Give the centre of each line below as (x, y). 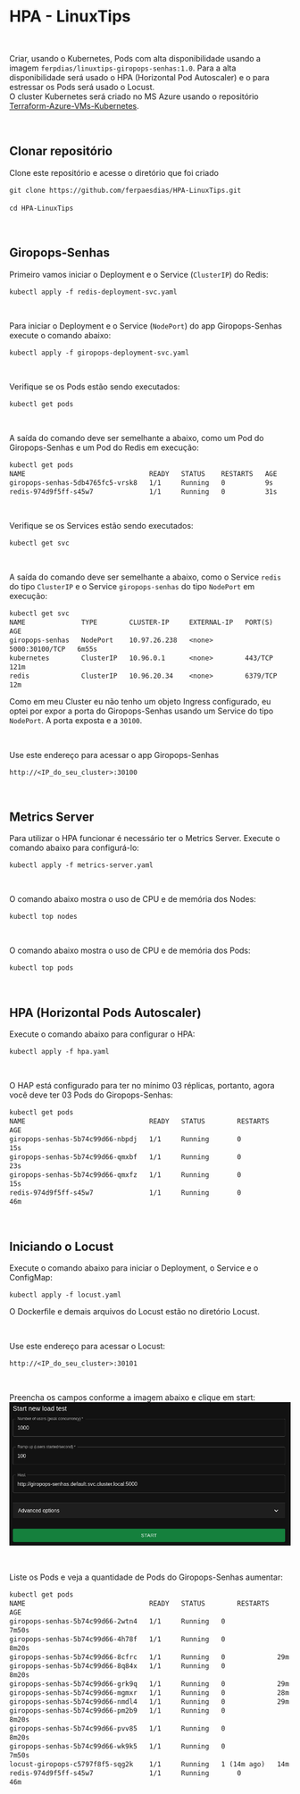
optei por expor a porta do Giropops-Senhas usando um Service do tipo (142, 711)
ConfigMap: (31, 1277)
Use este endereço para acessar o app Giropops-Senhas (114, 755)
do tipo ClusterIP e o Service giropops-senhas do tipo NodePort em (132, 586)
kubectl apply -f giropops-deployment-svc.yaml (100, 353)
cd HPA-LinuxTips (42, 208)
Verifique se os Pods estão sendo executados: (95, 387)
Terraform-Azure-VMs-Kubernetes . (75, 105)
